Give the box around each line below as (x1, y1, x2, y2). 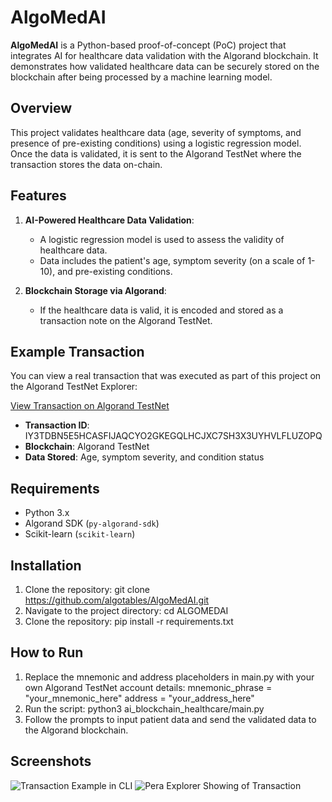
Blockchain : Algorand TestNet (24, 441, 150, 453)
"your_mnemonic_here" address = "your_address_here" (24, 692, 255, 704)
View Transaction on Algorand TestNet (10, 400, 170, 412)
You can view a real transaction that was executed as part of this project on (10, 370, 322, 382)
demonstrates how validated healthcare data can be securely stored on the (10, 60, 320, 72)
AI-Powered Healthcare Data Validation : (24, 214, 195, 226)
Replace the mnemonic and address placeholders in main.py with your (24, 671, 315, 683)
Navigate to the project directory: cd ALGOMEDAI (24, 605, 229, 616)
